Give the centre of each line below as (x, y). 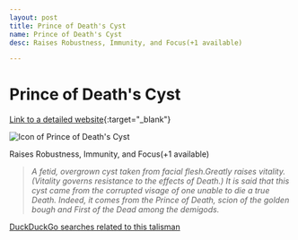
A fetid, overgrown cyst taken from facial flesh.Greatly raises (144, 172)
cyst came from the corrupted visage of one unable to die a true (150, 191)
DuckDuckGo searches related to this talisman (95, 227)
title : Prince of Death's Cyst (68, 26)
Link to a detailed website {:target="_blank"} (90, 120)
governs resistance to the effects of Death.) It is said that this (176, 181)
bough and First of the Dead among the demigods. (125, 210)
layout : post (34, 17)
